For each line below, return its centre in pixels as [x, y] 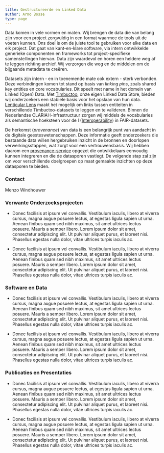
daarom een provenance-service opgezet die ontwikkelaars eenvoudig [76, 151]
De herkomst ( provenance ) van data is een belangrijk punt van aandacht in [80, 130]
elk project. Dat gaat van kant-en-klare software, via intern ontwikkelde [77, 48]
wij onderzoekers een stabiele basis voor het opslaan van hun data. [73, 100]
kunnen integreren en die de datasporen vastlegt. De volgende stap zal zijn [81, 156]
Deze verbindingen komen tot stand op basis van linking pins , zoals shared [81, 84]
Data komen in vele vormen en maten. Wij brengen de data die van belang [80, 33]
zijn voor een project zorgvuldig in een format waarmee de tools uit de [76, 38]
